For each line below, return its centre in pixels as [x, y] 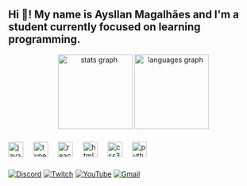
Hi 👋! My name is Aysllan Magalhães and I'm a [124, 15]
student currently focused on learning [104, 27]
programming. [44, 39]
